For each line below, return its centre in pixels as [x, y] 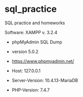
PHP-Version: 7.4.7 [31, 90]
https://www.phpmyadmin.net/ [43, 61]
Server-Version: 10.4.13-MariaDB [45, 80]
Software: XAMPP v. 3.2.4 [31, 32]
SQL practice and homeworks [35, 23]
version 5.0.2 [25, 51]
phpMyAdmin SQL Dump [37, 42]
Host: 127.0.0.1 [26, 71]
